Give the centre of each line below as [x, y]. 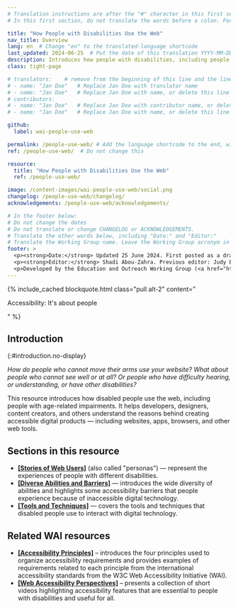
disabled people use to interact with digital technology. [97, 514]
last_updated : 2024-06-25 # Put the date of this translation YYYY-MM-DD [120, 53]
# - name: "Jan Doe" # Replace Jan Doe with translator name [103, 86]
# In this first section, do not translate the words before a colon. [114, 21]
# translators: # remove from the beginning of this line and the [112, 79]
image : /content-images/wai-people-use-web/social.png [90, 190]
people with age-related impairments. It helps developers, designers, [108, 406]
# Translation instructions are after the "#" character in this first [115, 14]
